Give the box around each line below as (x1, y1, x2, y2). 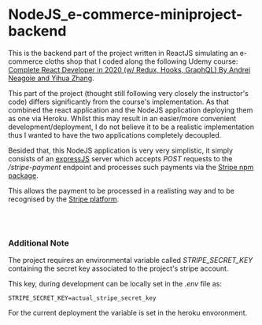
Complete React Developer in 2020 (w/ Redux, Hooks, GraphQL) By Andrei (8, 65, 251, 74)
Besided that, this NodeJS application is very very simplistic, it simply (8, 146, 234, 155)
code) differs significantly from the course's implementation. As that (8, 97, 230, 106)
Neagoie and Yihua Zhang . (8, 73, 94, 83)
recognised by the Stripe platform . (8, 194, 120, 204)
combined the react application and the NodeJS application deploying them (8, 105, 253, 115)
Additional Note (8, 238, 69, 249)
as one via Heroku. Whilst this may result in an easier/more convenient (8, 113, 237, 123)
